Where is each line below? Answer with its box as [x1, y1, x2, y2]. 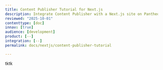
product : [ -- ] [5, 34, 34, 39]
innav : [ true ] [5, 25, 34, 30]
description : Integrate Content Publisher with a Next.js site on [5, 12, 142, 16]
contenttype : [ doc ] [5, 20, 45, 26]
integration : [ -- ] [5, 39, 42, 43]
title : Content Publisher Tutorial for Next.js [5, 7, 103, 12]
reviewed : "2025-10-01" [5, 16, 53, 21]
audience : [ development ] [5, 29, 55, 34]
